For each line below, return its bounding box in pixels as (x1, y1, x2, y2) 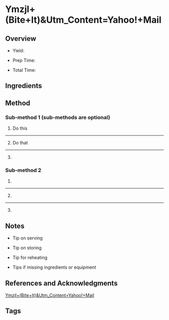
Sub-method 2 (5, 167, 42, 174)
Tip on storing (12, 245, 42, 251)
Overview (5, 34, 37, 43)
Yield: (12, 48, 25, 53)
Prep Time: (12, 57, 36, 63)
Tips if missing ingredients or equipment (12, 264, 97, 270)
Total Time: (12, 67, 36, 73)
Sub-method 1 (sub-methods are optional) (5, 114, 111, 121)
